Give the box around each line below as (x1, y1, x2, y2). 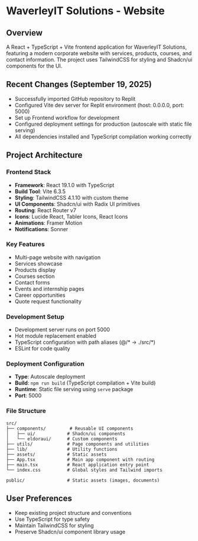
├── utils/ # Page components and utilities (6, 441, 150, 447)
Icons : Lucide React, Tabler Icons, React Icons (14, 213, 128, 220)
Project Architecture (6, 150, 83, 161)
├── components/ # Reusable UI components (6, 425, 134, 431)
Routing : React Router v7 (14, 206, 77, 214)
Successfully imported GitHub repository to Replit (14, 95, 136, 102)
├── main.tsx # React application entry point (6, 462, 150, 468)
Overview (6, 28, 43, 38)
